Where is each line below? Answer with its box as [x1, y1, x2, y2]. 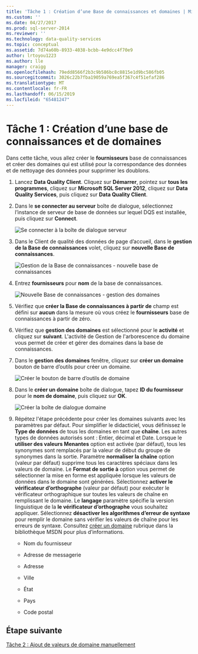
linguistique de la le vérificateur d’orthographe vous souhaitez [14, 503, 168, 510]
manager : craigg [6, 63, 46, 70]
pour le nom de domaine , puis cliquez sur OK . [14, 392, 127, 399]
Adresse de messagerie [23, 551, 81, 558]
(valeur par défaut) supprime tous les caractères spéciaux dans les [14, 459, 178, 466]
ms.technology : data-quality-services [6, 36, 101, 42]
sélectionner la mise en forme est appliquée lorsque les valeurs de [14, 471, 176, 479]
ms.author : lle [6, 58, 44, 64]
